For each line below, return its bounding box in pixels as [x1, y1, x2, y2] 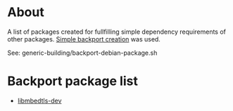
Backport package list [7, 73, 139, 89]
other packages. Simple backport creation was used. [7, 34, 160, 43]
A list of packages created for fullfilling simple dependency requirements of [7, 27, 227, 36]
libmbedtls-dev [17, 96, 62, 105]
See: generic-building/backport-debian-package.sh [7, 48, 158, 57]
